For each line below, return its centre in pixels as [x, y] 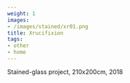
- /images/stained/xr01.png [48, 26]
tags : [15, 39]
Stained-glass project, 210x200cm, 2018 [65, 72]
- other [18, 46]
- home [17, 53]
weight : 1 [22, 13]
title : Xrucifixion [35, 33]
